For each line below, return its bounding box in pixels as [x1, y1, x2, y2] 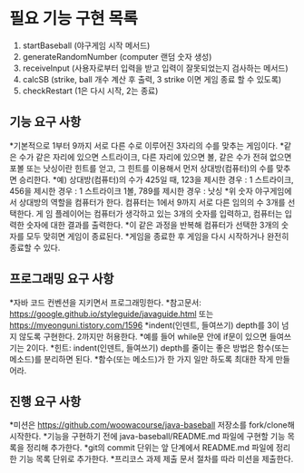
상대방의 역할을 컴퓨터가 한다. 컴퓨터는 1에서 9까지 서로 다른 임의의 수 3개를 [18, 197, 286, 208]
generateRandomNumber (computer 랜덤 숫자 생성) [22, 51, 212, 62]
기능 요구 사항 [9, 114, 82, 130]
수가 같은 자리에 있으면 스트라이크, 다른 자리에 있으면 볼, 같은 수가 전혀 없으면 [18, 151, 292, 162]
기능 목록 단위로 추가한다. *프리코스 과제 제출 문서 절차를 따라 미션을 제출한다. [18, 454, 294, 465]
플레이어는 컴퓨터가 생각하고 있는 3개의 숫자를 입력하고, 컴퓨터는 [54, 208, 283, 218]
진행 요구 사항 [9, 393, 82, 409]
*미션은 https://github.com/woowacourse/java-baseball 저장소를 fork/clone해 [9, 420, 295, 430]
